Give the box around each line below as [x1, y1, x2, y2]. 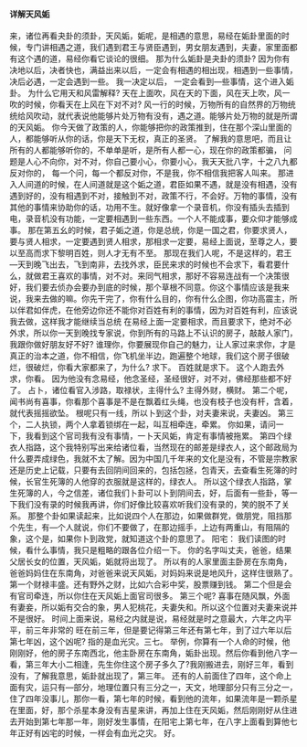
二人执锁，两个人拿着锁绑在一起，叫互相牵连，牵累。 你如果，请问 [25, 419, 276, 430]
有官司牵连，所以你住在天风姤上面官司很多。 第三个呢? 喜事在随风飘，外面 [9, 591, 291, 602]
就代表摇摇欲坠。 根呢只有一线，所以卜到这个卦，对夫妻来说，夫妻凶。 [9, 408, 276, 419]
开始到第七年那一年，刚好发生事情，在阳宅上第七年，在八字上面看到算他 [16, 716, 290, 727]
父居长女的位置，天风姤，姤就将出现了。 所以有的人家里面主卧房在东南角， [9, 556, 292, 567]
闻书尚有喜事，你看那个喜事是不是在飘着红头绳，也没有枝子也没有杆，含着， [9, 396, 298, 407]
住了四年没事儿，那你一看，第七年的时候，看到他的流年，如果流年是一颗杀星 [9, 693, 298, 704]
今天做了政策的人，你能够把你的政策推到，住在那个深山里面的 [58, 122, 292, 133]
